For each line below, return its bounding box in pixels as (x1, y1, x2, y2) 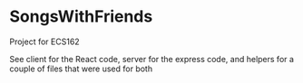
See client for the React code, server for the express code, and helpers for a (9, 53, 295, 64)
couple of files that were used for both (9, 63, 152, 74)
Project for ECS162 (9, 36, 80, 47)
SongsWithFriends (9, 6, 153, 27)
